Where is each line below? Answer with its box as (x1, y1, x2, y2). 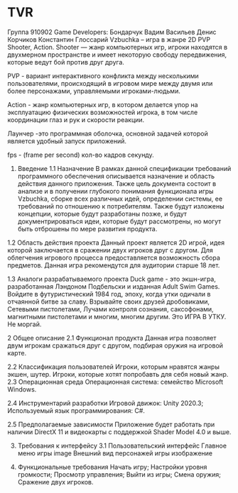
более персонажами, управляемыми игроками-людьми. (7, 87, 181, 95)
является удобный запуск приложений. (7, 136, 126, 145)
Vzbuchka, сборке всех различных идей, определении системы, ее (17, 194, 222, 203)
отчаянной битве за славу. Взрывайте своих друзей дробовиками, (7, 297, 210, 306)
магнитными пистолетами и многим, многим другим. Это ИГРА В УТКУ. (7, 312, 227, 321)
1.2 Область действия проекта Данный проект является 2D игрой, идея (7, 238, 225, 247)
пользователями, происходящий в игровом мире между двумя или (7, 79, 213, 87)
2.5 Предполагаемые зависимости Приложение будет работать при (7, 420, 215, 428)
